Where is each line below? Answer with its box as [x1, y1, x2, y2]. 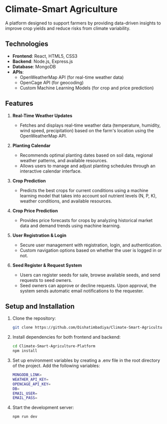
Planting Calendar [12, 142, 51, 148]
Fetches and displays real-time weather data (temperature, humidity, [19, 122, 161, 128]
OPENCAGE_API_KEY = [12, 382, 51, 387]
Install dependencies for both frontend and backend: [12, 334, 121, 340]
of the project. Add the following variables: [12, 363, 100, 369]
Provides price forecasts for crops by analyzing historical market [19, 217, 153, 223]
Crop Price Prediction [12, 208, 58, 213]
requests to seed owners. [19, 277, 72, 283]
